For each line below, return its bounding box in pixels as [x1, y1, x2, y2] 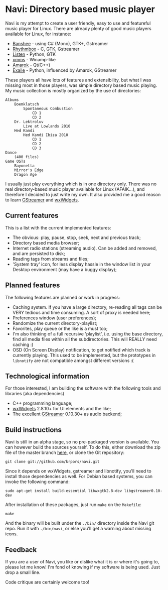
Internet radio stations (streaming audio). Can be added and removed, [12, 245, 157, 251]
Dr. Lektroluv [14, 119, 44, 124]
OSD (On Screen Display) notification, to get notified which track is [12, 346, 150, 352]
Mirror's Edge [14, 167, 44, 173]
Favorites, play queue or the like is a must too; [12, 325, 108, 331]
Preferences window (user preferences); [12, 315, 97, 321]
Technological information [5, 372, 90, 380]
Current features [5, 211, 59, 220]
